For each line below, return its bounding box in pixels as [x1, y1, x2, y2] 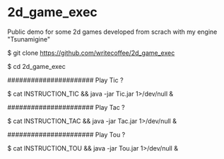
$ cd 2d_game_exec [7, 62, 66, 70]
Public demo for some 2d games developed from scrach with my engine [7, 27, 218, 36]
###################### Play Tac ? [7, 103, 125, 111]
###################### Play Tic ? [7, 75, 124, 84]
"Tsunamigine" [7, 34, 51, 43]
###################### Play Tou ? [7, 130, 126, 139]
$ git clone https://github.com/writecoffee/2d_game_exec [7, 49, 175, 57]
